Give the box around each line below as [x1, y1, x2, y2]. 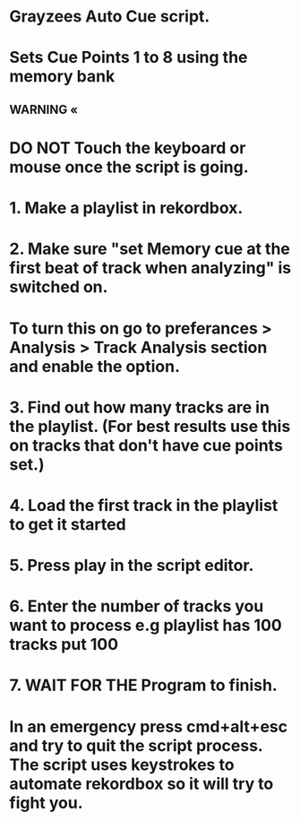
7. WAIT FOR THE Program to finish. [9, 675, 278, 696]
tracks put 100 [9, 635, 119, 655]
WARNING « [9, 101, 79, 117]
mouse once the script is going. [9, 157, 249, 177]
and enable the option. [9, 356, 181, 376]
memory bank [9, 66, 116, 87]
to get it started [9, 514, 127, 534]
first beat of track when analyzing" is [9, 258, 292, 279]
